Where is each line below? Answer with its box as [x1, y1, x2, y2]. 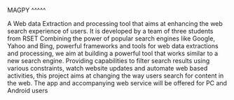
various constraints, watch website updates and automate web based [7, 64, 208, 72]
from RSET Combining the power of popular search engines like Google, [7, 34, 216, 43]
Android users [7, 87, 48, 94]
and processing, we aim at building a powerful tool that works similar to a [7, 49, 219, 57]
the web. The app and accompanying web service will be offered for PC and [7, 79, 228, 87]
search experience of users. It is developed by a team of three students [7, 27, 214, 35]
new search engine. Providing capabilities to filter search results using [7, 57, 210, 65]
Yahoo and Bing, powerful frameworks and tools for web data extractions [7, 42, 219, 50]
